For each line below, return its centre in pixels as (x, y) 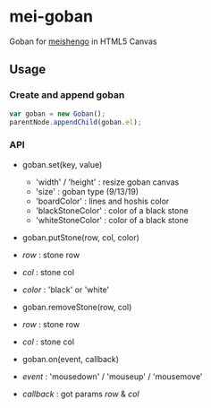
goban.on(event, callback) (70, 359)
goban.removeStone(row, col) (77, 307)
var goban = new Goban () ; (57, 114)
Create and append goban (67, 95)
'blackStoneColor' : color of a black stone (112, 210)
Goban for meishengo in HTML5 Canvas (83, 41)
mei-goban (51, 17)
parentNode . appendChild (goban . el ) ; (76, 122)
